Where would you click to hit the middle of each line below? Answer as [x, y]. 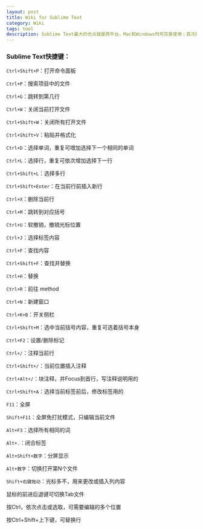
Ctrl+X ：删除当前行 [30, 199]
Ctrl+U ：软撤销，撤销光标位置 [43, 225]
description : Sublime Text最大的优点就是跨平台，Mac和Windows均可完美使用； [96, 34]
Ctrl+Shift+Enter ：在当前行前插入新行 [54, 186]
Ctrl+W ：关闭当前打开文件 [38, 109]
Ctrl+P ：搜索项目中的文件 [38, 84]
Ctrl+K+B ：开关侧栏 [31, 315]
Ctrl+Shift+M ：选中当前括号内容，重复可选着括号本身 [73, 327]
